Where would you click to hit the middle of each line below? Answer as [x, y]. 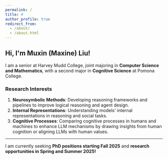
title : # [14, 14]
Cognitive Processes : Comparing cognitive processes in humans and [84, 121]
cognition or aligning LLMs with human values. [60, 132]
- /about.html [24, 33]
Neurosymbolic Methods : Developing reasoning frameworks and [80, 100]
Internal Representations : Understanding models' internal [72, 110]
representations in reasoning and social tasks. [60, 116]
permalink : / [19, 10]
